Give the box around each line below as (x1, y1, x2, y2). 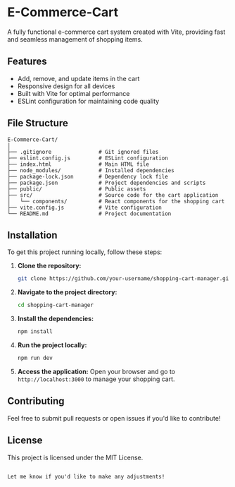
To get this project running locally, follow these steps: (7, 248, 163, 256)
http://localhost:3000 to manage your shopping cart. (17, 375, 175, 383)
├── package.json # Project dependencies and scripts (7, 179, 206, 186)
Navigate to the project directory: (17, 288, 118, 296)
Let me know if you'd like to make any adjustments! (7, 473, 165, 480)
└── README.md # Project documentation (7, 210, 172, 217)
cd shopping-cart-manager (17, 301, 94, 309)
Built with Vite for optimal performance (17, 89, 130, 97)
